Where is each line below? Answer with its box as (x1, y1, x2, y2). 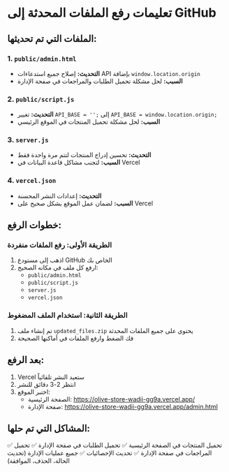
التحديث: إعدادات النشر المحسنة (17, 191, 102, 200)
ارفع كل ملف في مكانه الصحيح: (17, 263, 99, 272)
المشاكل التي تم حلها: (7, 422, 91, 434)
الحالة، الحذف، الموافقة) (7, 457, 70, 465)
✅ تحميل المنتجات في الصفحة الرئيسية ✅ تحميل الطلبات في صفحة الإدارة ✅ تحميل (7, 441, 222, 450)
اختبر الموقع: (17, 388, 51, 396)
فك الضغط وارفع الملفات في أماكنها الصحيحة (17, 334, 134, 342)
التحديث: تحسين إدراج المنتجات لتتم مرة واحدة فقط (17, 151, 152, 159)
